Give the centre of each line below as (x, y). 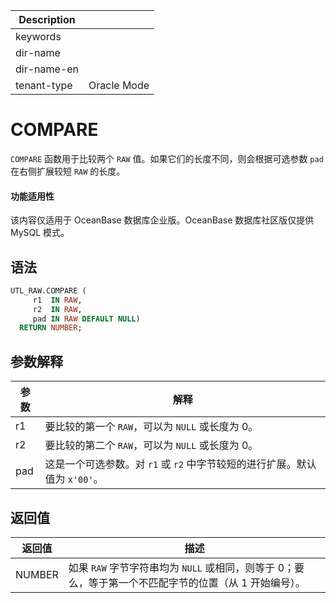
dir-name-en (47, 69)
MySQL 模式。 (40, 233)
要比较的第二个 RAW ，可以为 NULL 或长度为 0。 (151, 446)
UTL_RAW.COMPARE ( (48, 290)
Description (47, 19)
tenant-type (44, 85)
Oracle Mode (119, 85)
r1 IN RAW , (57, 300)
